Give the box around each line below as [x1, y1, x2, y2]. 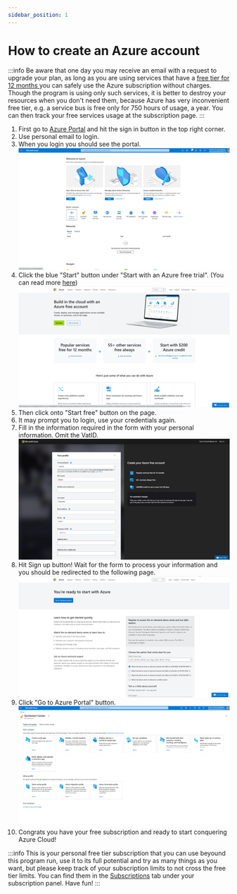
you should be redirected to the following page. [18, 568, 156, 576]
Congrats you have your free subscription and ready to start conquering [18, 828, 227, 836]
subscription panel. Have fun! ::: [8, 879, 101, 888]
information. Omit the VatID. [18, 431, 99, 440]
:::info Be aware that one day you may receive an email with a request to [8, 66, 217, 74]
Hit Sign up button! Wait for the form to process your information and [18, 560, 218, 569]
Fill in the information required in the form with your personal [18, 423, 194, 432]
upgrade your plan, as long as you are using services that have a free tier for [8, 73, 230, 82]
